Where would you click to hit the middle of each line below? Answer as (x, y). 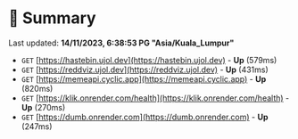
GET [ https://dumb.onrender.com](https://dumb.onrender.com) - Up (145, 117)
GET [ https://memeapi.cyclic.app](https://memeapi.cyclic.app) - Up (144, 78)
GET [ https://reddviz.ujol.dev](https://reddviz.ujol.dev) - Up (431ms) (145, 69)
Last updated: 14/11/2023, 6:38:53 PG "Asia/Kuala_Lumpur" (121, 43)
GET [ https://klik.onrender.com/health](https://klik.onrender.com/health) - (155, 98)
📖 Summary (52, 18)
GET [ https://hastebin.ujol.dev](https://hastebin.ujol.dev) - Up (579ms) (149, 60)
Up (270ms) (43, 107)
